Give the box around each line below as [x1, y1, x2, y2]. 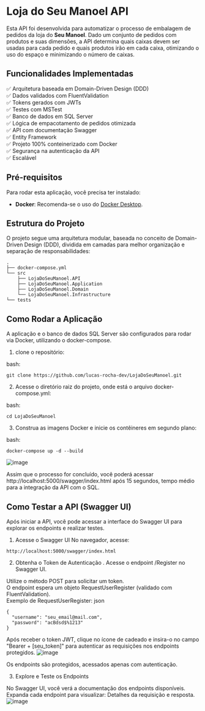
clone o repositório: [15, 348, 65, 356]
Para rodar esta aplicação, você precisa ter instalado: [6, 189, 141, 196]
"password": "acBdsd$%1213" [12, 619, 84, 626]
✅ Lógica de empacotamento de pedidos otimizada [6, 119, 136, 127]
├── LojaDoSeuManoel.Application [17, 281, 103, 287]
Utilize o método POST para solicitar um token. [6, 578, 124, 584]
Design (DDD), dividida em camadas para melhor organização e [24, 241, 185, 248]
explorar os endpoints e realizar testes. [6, 524, 105, 532]
